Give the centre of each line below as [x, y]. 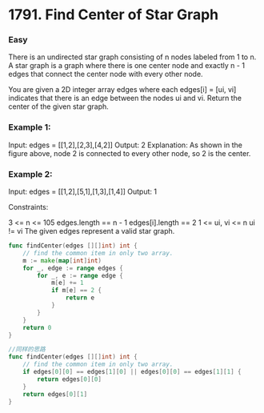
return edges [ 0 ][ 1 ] [55, 394]
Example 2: [30, 174]
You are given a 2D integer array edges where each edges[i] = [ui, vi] [122, 90]
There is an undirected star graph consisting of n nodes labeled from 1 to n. [132, 57]
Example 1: [30, 127]
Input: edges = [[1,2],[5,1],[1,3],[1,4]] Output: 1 [83, 192]
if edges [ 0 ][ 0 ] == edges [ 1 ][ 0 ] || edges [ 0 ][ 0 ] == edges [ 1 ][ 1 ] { [132, 372]
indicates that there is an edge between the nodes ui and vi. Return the [125, 98]
